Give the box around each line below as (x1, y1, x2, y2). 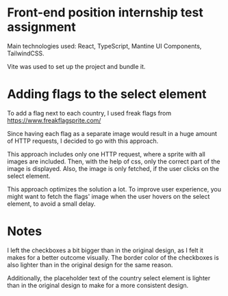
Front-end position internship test (7, 5, 203, 21)
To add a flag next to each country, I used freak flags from (7, 109, 172, 117)
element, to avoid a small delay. (7, 200, 96, 208)
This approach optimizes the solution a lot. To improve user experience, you (7, 185, 221, 193)
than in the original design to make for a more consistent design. (7, 281, 189, 289)
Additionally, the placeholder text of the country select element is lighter (7, 273, 211, 282)
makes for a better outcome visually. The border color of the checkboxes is (7, 253, 219, 261)
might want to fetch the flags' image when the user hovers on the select (7, 192, 210, 200)
